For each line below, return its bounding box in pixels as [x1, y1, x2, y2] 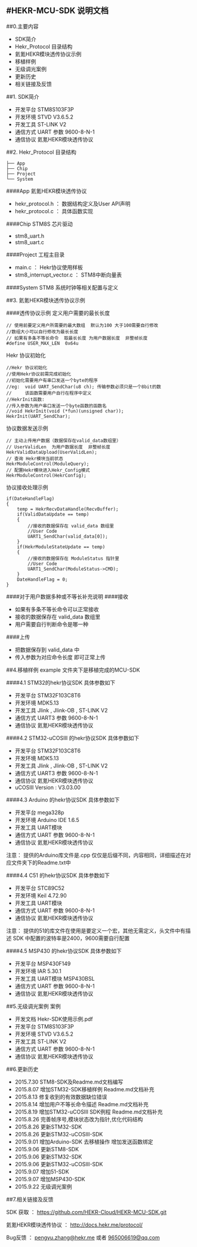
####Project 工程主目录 [6, 251, 64, 258]
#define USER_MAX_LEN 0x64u [6, 340, 79, 346]
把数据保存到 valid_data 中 [14, 646, 80, 653]
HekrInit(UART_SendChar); [6, 413, 70, 419]
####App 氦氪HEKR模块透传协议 [6, 187, 87, 195]
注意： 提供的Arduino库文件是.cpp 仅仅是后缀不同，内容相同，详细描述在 [6, 851, 186, 858]
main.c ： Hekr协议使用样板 [14, 263, 84, 271]
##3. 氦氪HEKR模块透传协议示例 [6, 296, 85, 304]
